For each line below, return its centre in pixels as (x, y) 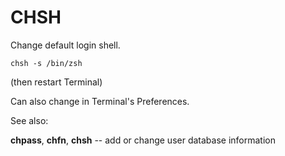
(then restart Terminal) (56, 82)
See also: (29, 120)
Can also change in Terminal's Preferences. (100, 101)
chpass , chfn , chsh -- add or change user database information (143, 140)
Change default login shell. (65, 45)
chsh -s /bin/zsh (46, 63)
